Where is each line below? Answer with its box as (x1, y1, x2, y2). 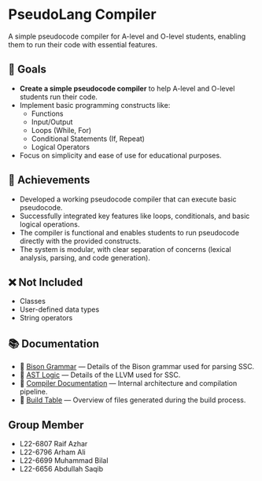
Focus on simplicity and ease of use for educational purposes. (19, 150, 222, 160)
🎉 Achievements (8, 173, 90, 187)
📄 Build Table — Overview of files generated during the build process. (19, 395, 246, 405)
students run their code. (19, 92, 98, 102)
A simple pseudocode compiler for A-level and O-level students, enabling (8, 31, 246, 41)
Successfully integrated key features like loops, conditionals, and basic (19, 211, 250, 220)
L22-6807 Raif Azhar (19, 439, 88, 448)
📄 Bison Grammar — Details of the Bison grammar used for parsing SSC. (19, 362, 255, 372)
